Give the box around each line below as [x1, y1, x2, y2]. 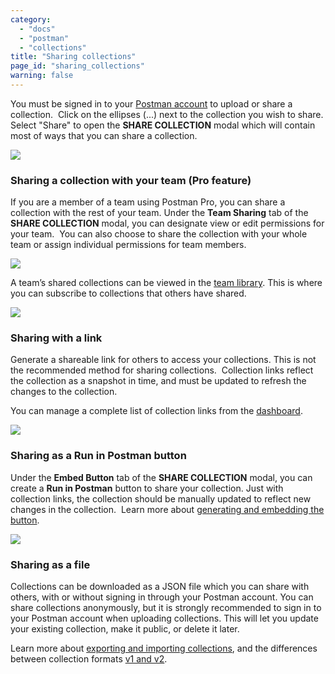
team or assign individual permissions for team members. [10, 239, 247, 251]
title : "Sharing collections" [10, 52, 137, 62]
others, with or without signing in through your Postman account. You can [10, 591, 314, 603]
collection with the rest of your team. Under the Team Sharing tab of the [10, 207, 309, 219]
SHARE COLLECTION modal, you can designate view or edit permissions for [10, 217, 325, 230]
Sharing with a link [10, 331, 103, 345]
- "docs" [19, 24, 56, 34]
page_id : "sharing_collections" [10, 61, 145, 71]
